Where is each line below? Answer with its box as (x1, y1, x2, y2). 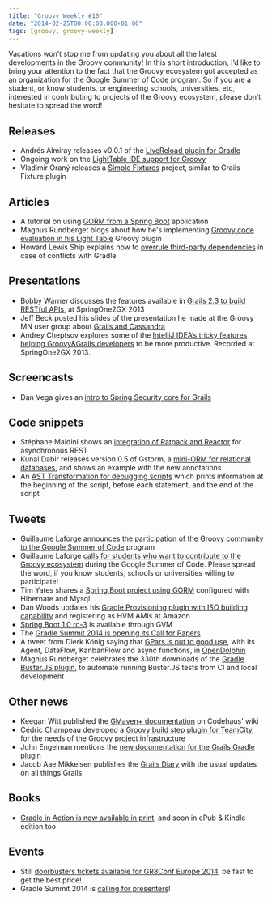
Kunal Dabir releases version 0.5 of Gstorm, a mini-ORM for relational (19, 454, 251, 464)
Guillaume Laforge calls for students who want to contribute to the (19, 551, 241, 561)
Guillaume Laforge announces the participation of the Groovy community (19, 533, 264, 543)
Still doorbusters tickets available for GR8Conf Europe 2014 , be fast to (19, 866, 254, 876)
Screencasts (8, 371, 74, 385)
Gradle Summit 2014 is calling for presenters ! (19, 883, 172, 893)
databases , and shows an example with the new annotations (19, 463, 222, 473)
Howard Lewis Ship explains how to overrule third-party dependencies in (19, 242, 264, 252)
